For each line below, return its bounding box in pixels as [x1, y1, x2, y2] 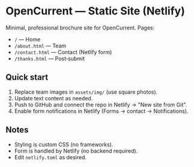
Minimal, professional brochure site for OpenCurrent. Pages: [5, 24, 155, 31]
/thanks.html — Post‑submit [14, 55, 85, 62]
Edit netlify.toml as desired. [14, 153, 87, 160]
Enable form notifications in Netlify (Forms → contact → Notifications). [14, 107, 189, 115]
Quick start [5, 72, 49, 82]
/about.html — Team [14, 42, 67, 49]
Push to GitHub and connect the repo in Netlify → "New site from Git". [14, 101, 187, 108]
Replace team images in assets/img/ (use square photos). [14, 88, 158, 96]
